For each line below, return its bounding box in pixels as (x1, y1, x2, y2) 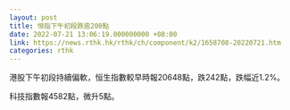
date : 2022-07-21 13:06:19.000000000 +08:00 (9, 30, 178, 38)
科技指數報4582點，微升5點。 (9, 91, 120, 102)
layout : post (9, 13, 58, 22)
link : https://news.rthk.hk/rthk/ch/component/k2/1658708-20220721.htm (9, 38, 281, 47)
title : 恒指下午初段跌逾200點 (9, 21, 110, 30)
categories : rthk (9, 47, 74, 55)
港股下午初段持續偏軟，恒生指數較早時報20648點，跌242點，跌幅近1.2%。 (9, 72, 286, 83)
